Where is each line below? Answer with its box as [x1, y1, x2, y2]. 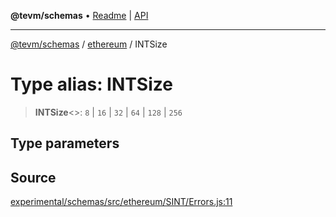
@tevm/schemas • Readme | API [10, 10, 149, 21]
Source [10, 169, 57, 186]
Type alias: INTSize [10, 73, 173, 96]
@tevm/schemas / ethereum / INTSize [10, 38, 168, 50]
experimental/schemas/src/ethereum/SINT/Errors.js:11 [10, 196, 233, 208]
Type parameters [10, 135, 120, 152]
